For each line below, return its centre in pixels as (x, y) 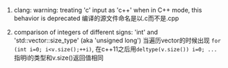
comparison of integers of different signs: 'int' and (86, 32)
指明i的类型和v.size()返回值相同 (59, 58)
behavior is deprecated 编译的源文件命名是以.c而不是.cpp (96, 18)
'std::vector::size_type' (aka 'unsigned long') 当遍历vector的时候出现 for (117, 40)
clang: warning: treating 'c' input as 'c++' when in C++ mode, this (108, 10)
